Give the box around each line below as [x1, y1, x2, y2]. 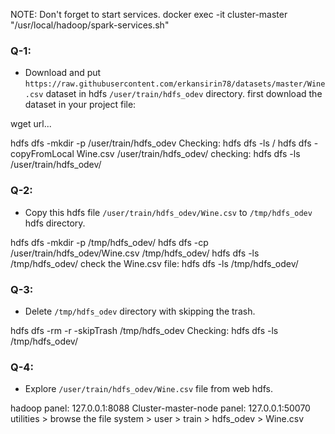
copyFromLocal [10, 148, 75, 160]
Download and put [24, 67, 102, 79]
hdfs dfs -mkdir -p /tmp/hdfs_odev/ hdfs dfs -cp [10, 236, 209, 248]
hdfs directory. [24, 217, 86, 229]
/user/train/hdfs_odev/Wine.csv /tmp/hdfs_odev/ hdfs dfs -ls [10, 247, 260, 259]
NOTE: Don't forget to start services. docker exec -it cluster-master [10, 9, 288, 20]
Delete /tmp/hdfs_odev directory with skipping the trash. [24, 305, 256, 317]
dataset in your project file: [24, 99, 137, 111]
